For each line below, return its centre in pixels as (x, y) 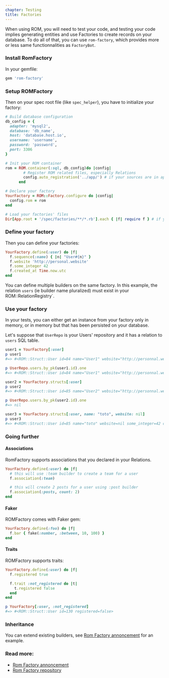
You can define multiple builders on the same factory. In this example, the (81, 285)
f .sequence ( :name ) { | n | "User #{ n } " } (51, 257)
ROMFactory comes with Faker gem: (43, 519)
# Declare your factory (30, 191)
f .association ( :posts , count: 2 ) (45, 492)
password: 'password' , (33, 145)
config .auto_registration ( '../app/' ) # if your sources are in (91, 177)
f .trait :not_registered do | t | (44, 583)
